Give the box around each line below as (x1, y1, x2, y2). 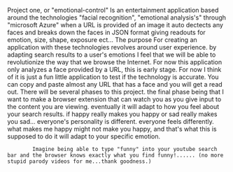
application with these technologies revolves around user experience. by (7, 43, 217, 51)
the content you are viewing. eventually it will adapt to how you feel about (7, 103, 220, 110)
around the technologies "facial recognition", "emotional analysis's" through (7, 13, 226, 22)
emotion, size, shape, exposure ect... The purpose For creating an (7, 36, 197, 44)
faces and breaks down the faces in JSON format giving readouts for (7, 28, 206, 36)
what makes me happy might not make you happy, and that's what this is (7, 125, 217, 133)
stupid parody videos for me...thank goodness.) (7, 158, 152, 165)
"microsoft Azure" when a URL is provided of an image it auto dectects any (7, 21, 224, 29)
